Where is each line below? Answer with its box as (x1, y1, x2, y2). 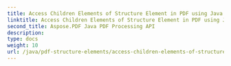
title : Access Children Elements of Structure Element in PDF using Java (7, 10, 223, 17)
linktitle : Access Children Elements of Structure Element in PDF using (7, 16, 220, 23)
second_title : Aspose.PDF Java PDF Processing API (7, 23, 155, 30)
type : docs (7, 36, 38, 43)
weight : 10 (7, 42, 38, 49)
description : (7, 29, 45, 36)
